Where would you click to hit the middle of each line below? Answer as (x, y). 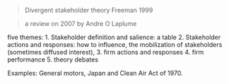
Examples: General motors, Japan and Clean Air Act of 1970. (95, 73)
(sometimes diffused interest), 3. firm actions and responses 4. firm (106, 52)
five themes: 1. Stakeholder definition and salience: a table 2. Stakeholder (114, 37)
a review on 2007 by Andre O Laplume (81, 23)
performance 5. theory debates (53, 59)
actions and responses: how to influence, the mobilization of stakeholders (115, 44)
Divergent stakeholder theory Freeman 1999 (89, 10)
